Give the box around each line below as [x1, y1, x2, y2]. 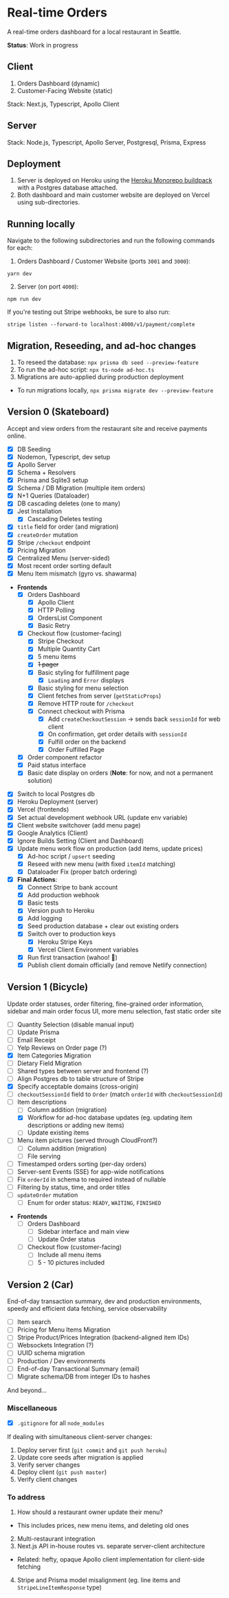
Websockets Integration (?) [17, 1341, 94, 1349]
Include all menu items [37, 1251, 102, 1259]
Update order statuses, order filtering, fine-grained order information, [7, 1000, 204, 1008]
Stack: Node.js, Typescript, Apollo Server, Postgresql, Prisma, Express [7, 138, 206, 146]
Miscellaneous [7, 1403, 57, 1413]
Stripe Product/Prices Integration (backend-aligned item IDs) [17, 1334, 190, 1342]
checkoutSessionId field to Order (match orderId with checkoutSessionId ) [17, 1090, 223, 1099]
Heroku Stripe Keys [37, 938, 93, 946]
